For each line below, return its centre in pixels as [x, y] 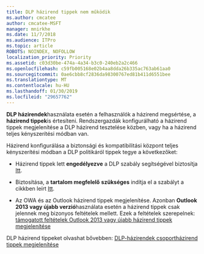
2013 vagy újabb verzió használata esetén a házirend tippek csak [97, 206]
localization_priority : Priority [49, 57]
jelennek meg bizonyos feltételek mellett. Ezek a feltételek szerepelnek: [105, 213]
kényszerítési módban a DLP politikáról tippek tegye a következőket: [92, 152]
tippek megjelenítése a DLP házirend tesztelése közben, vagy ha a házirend [101, 127]
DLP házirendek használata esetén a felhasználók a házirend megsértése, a [101, 114]
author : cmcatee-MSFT [34, 23]
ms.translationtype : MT [37, 80]
